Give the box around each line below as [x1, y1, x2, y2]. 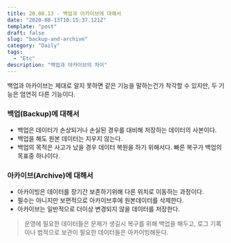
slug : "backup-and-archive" [7, 36, 89, 43]
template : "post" [7, 23, 57, 30]
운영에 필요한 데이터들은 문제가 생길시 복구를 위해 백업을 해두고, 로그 [24, 220, 209, 228]
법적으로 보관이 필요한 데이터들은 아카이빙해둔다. [37, 229, 169, 237]
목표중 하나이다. [17, 151, 60, 159]
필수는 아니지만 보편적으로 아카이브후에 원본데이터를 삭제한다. [17, 196, 185, 204]
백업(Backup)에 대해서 [7, 108, 80, 118]
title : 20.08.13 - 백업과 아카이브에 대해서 [7, 10, 122, 17]
